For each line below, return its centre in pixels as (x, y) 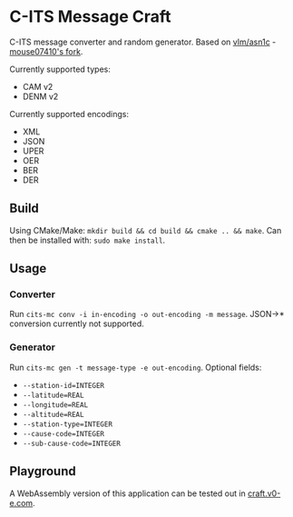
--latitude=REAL (53, 395)
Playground (43, 471)
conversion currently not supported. (77, 323)
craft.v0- (264, 493)
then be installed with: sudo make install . (88, 240)
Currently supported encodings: (69, 114)
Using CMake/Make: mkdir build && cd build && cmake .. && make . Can (146, 230)
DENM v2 (40, 96)
